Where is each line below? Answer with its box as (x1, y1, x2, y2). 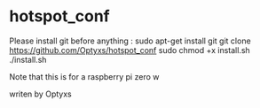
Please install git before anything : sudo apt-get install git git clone (9, 35, 251, 46)
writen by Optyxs (9, 89, 73, 99)
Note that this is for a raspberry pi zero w (9, 71, 160, 81)
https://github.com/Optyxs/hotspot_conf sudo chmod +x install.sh (9, 44, 250, 55)
